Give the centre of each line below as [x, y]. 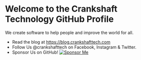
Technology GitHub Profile [59, 19]
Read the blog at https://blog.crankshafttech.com [61, 42]
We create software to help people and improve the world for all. [69, 32]
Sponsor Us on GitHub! [35, 52]
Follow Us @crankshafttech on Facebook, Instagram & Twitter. [74, 47]
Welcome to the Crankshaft [61, 9]
